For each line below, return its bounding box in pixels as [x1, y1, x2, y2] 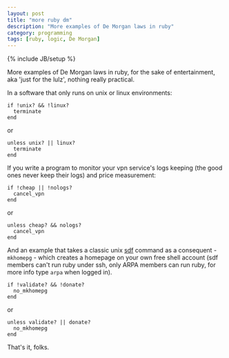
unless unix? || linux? [7, 139, 76, 147]
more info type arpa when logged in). [7, 268, 112, 277]
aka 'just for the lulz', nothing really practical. [7, 75, 135, 83]
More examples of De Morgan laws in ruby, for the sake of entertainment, [7, 68, 215, 77]
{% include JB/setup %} [7, 54, 76, 63]
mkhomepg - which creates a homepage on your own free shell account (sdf [7, 253, 219, 262]
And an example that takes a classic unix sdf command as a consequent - [7, 246, 217, 255]
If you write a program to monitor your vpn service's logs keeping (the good [7, 163, 223, 172]
